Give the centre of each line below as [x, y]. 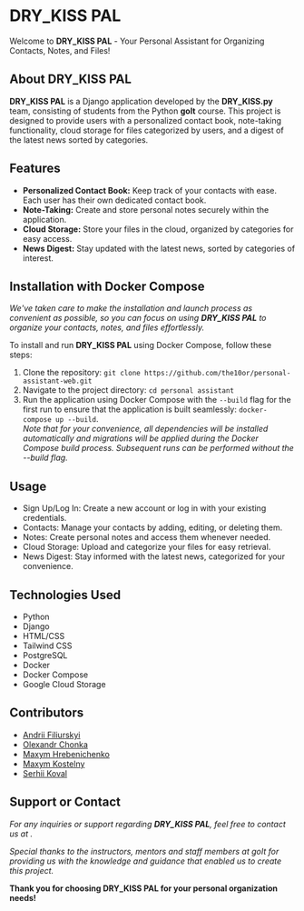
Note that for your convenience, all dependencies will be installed [145, 429]
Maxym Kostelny [54, 764]
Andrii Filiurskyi [51, 735]
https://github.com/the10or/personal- [217, 374]
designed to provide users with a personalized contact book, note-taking [146, 120]
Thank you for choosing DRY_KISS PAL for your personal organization [144, 888]
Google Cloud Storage [64, 684]
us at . [21, 834]
